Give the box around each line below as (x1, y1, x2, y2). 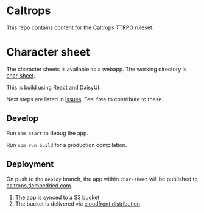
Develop (6, 114, 38, 124)
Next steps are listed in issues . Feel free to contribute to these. (6, 95, 164, 103)
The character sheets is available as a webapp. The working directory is (6, 65, 187, 73)
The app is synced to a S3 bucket (15, 193, 100, 201)
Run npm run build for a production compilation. (6, 141, 127, 148)
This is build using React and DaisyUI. (6, 84, 101, 91)
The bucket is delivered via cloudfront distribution (15, 200, 141, 208)
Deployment (6, 159, 54, 170)
